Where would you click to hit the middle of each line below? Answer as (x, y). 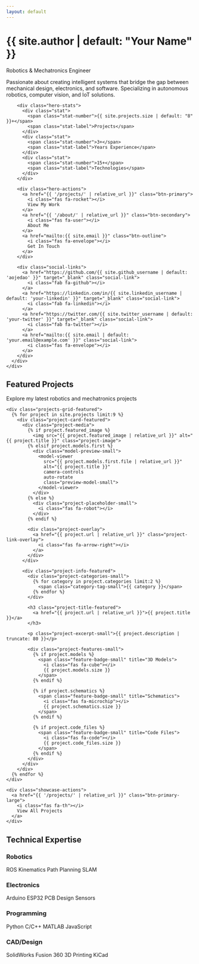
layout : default (26, 12)
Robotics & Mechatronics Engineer (49, 70)
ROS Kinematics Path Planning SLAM (52, 870)
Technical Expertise (44, 840)
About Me (38, 225)
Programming (26, 913)
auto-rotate (58, 477)
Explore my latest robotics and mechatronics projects (71, 399)
